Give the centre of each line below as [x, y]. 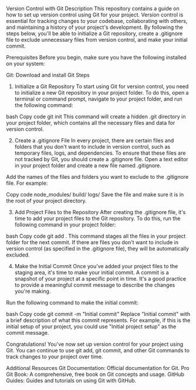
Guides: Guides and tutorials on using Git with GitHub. [71, 381]
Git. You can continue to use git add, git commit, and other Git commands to [98, 350]
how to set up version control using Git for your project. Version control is [95, 15]
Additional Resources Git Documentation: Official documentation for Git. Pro [98, 368]
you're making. [33, 291]
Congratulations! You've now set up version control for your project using [95, 344]
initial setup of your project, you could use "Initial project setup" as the [91, 326]
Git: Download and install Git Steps [48, 75]
